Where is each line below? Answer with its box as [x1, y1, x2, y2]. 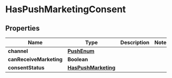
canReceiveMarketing [8, 56, 63, 63]
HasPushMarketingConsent [5, 4, 126, 15]
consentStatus [8, 64, 45, 71]
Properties [5, 24, 40, 33]
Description [120, 39, 150, 46]
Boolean [67, 56, 88, 63]
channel [8, 47, 28, 55]
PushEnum [67, 47, 95, 55]
